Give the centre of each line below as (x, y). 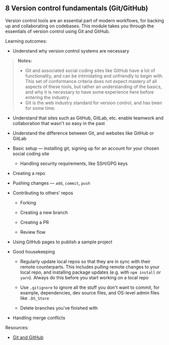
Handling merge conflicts (39, 318)
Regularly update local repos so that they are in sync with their (85, 261)
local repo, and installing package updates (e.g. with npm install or (90, 272)
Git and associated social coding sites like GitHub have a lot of (90, 70)
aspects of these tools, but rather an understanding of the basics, (93, 87)
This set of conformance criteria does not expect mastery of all (91, 81)
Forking (28, 202)
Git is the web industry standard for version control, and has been (94, 103)
